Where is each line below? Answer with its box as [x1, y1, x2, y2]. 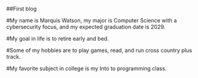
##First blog [6, 5, 37, 12]
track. [6, 53, 21, 60]
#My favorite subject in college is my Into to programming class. [6, 65, 167, 72]
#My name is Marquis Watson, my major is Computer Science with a [6, 17, 177, 24]
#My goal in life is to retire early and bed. [6, 35, 109, 42]
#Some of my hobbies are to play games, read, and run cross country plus [6, 47, 193, 54]
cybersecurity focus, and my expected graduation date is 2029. [6, 24, 166, 30]
